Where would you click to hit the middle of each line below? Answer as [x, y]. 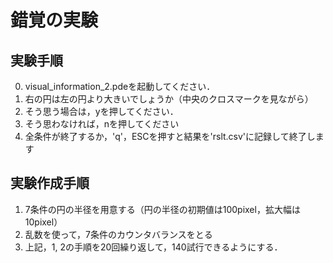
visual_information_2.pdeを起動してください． [120, 86]
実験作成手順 [50, 183]
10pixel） [43, 222]
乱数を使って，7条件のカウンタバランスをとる [118, 234]
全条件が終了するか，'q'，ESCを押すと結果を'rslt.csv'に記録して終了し [170, 136]
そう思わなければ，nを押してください [102, 124]
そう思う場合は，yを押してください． [101, 111]
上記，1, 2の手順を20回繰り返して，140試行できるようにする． [153, 247]
